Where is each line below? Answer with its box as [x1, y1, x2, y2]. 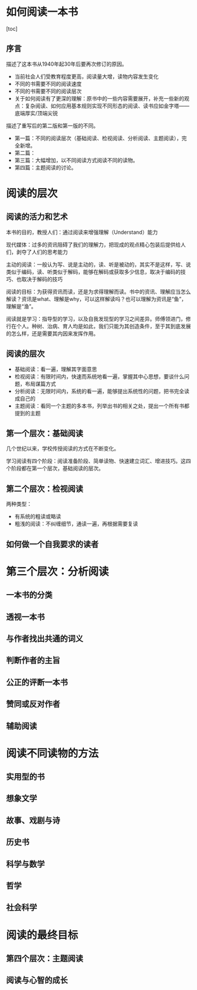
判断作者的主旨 [6, 656, 60, 666]
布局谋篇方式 [25, 380, 56, 387]
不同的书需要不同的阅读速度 [14, 80, 82, 87]
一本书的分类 [6, 590, 53, 600]
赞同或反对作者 [6, 699, 60, 709]
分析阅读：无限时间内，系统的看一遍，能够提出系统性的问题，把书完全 [14, 387, 185, 394]
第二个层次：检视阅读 [6, 484, 83, 494]
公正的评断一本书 [6, 677, 68, 687]
